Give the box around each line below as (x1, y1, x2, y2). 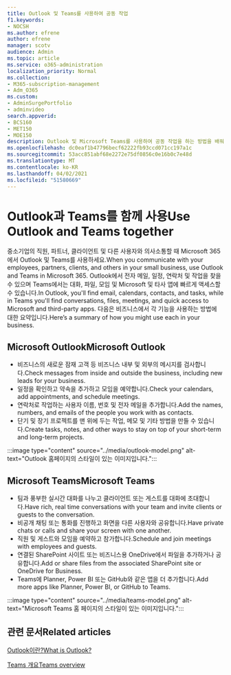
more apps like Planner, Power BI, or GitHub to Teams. (16, 583, 170, 591)
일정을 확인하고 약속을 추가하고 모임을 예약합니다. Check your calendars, (16, 385, 214, 393)
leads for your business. (16, 377, 86, 385)
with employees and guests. (16, 542, 98, 550)
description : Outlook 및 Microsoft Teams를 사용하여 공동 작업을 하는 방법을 (7, 138, 212, 145)
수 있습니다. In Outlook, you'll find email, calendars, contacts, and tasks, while (7, 289, 224, 297)
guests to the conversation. (16, 510, 95, 519)
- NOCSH (7, 23, 30, 30)
